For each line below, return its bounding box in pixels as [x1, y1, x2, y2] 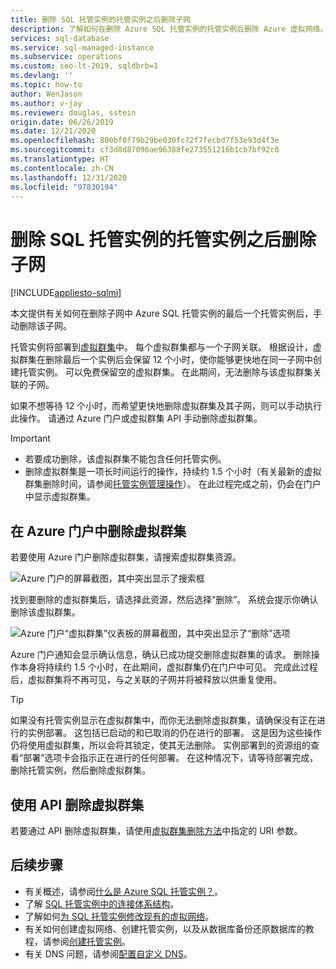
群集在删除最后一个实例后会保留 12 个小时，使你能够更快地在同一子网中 [18, 354, 314, 366]
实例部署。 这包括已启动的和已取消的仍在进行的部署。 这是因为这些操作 [27, 727, 322, 739]
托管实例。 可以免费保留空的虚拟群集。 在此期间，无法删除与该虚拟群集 [18, 366, 313, 378]
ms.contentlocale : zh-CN [10, 163, 114, 173]
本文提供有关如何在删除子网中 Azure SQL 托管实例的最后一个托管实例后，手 [10, 307, 323, 320]
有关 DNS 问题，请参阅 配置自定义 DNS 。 [24, 947, 193, 960]
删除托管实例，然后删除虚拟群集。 [10, 764, 151, 776]
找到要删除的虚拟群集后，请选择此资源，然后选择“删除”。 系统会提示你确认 [10, 594, 319, 606]
